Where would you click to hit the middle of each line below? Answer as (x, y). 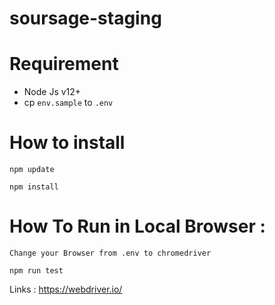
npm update (32, 170)
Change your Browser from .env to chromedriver (110, 253)
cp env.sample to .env (68, 103)
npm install (34, 187)
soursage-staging (85, 18)
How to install (67, 143)
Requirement (64, 64)
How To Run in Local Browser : (137, 226)
